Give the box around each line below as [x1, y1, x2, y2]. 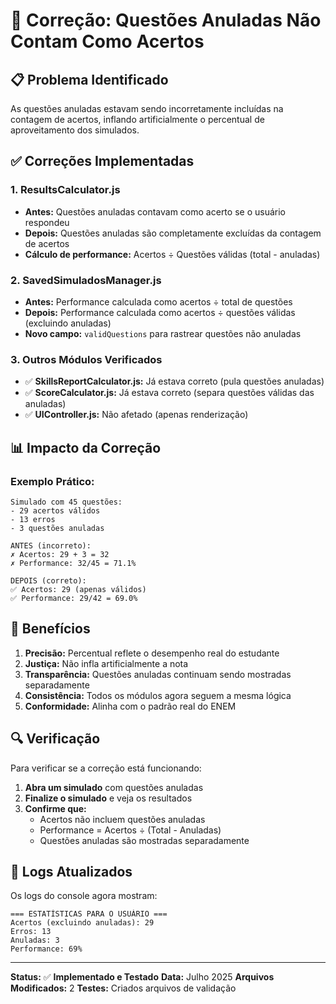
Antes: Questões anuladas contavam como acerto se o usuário [24, 205, 286, 218]
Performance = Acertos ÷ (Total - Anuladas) [39, 824, 222, 836]
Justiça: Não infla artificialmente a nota [24, 657, 189, 669]
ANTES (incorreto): [10, 540, 92, 551]
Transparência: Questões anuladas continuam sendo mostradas [24, 668, 292, 680]
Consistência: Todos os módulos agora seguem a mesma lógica [24, 689, 292, 701]
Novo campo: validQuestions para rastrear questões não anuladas [24, 327, 302, 339]
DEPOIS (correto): [10, 575, 87, 586]
